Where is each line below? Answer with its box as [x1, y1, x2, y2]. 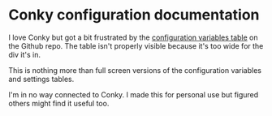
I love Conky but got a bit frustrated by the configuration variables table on [8, 32, 258, 42]
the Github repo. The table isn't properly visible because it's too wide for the [8, 41, 264, 50]
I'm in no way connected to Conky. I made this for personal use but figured [8, 89, 259, 99]
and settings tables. [8, 74, 75, 84]
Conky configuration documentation [8, 6, 260, 24]
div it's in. [8, 49, 41, 59]
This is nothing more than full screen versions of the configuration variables [8, 65, 262, 75]
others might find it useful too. [8, 98, 110, 108]
